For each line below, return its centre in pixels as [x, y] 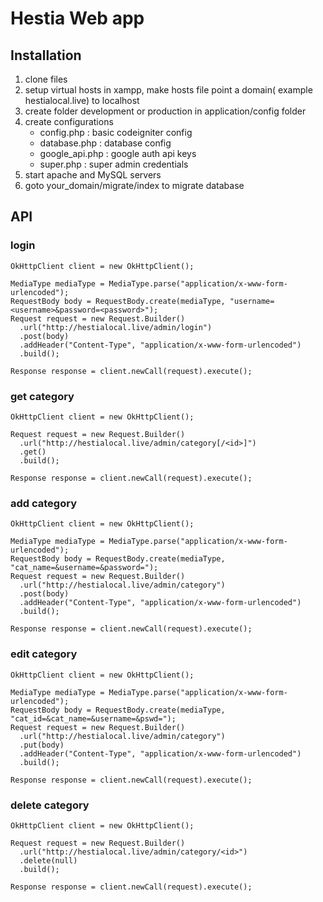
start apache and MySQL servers [93, 175]
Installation [46, 55]
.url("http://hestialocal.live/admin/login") [116, 327]
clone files [46, 79]
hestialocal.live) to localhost [82, 100]
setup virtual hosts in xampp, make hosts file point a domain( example [168, 90]
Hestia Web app [77, 18]
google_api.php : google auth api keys [118, 153]
